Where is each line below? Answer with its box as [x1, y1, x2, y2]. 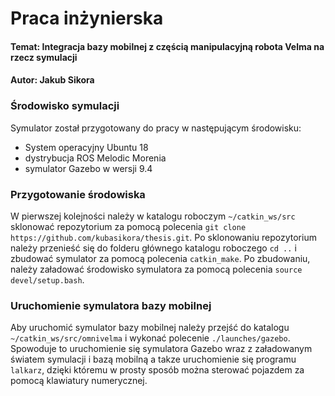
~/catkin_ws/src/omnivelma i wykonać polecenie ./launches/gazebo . [10, 332, 291, 344]
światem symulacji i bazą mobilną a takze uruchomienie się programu [10, 353, 297, 366]
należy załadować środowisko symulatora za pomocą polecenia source [10, 263, 303, 275]
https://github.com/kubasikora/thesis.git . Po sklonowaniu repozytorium [10, 231, 317, 243]
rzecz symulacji [10, 51, 78, 63]
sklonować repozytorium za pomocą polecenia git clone [10, 220, 247, 232]
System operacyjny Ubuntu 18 [24, 141, 149, 153]
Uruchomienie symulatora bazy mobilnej [10, 298, 212, 312]
